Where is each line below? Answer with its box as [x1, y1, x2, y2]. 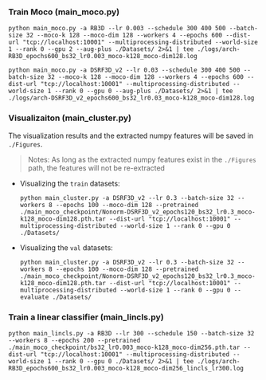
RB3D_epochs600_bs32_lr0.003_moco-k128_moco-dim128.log [8, 53, 198, 61]
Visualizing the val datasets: [19, 242, 113, 253]
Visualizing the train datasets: [19, 178, 121, 188]
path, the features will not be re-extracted [27, 163, 166, 173]
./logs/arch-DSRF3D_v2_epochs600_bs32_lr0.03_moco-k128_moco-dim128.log [8, 94, 255, 102]
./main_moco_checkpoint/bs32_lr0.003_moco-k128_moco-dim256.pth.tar [8, 343, 241, 351]
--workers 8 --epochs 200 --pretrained [8, 336, 141, 344]
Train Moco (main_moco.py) [8, 6, 120, 18]
